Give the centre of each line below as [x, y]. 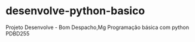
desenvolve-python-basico [75, 11]
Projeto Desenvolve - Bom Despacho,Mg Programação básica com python [97, 27]
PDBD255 [18, 33]
